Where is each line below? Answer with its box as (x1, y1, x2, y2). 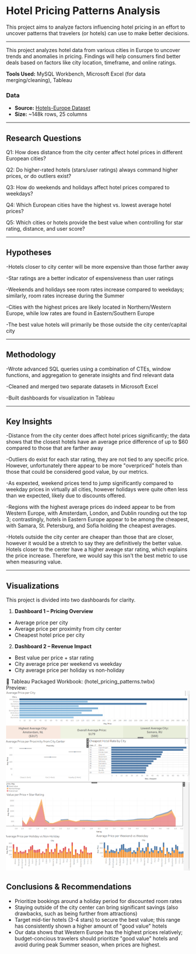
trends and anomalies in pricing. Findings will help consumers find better (6, 53, 181, 60)
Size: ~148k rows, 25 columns (14, 111, 87, 118)
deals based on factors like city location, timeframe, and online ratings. (6, 59, 177, 66)
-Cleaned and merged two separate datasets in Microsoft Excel (6, 382, 159, 390)
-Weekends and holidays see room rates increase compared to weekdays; (6, 286, 184, 293)
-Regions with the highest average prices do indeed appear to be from (6, 504, 176, 511)
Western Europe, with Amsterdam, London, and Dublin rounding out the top (6, 510, 187, 517)
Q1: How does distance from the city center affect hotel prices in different (6, 149, 183, 156)
